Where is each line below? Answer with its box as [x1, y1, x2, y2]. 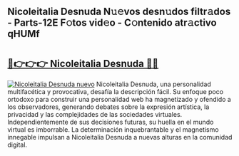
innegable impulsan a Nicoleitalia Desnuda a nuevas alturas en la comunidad [7, 133, 233, 141]
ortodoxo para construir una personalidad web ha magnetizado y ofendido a [7, 95, 232, 103]
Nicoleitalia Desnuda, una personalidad [96, 80, 212, 88]
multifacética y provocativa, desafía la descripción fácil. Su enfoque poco [7, 88, 223, 95]
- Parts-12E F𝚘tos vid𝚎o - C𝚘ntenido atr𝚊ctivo [7, 17, 217, 29]
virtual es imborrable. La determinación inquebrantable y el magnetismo [7, 125, 219, 134]
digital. [7, 140, 27, 149]
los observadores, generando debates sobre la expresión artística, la [7, 103, 210, 111]
